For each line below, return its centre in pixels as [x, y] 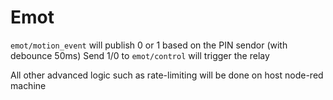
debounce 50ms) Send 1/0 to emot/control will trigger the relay [140, 55]
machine [28, 85]
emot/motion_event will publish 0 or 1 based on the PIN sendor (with [149, 45]
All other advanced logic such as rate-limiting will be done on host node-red [167, 75]
